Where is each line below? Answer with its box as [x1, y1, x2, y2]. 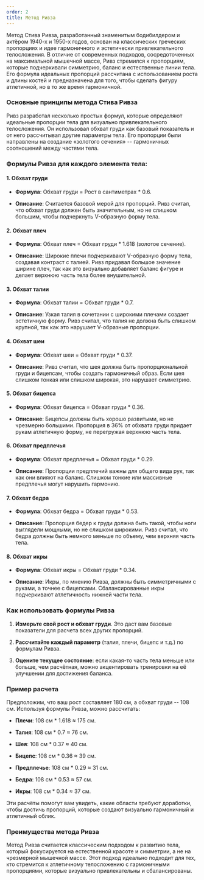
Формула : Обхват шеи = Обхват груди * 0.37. [15, 351, 133, 358]
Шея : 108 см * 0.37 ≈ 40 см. [15, 740, 88, 747]
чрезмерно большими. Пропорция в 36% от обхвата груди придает [15, 421, 192, 429]
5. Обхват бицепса [6, 390, 56, 397]
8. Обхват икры [6, 553, 47, 560]
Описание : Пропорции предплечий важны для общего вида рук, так [15, 467, 194, 475]
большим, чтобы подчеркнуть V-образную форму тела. [15, 212, 160, 220]
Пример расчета [6, 685, 59, 693]
